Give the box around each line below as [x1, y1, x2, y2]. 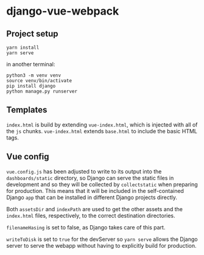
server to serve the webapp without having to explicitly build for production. [6, 242, 197, 249]
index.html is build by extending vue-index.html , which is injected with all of [6, 121, 198, 128]
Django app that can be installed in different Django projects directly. [6, 194, 178, 201]
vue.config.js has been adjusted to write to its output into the [6, 167, 162, 175]
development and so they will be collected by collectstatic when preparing [6, 181, 198, 188]
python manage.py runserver [6, 88, 78, 94]
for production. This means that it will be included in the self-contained [6, 187, 185, 194]
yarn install [6, 44, 40, 51]
